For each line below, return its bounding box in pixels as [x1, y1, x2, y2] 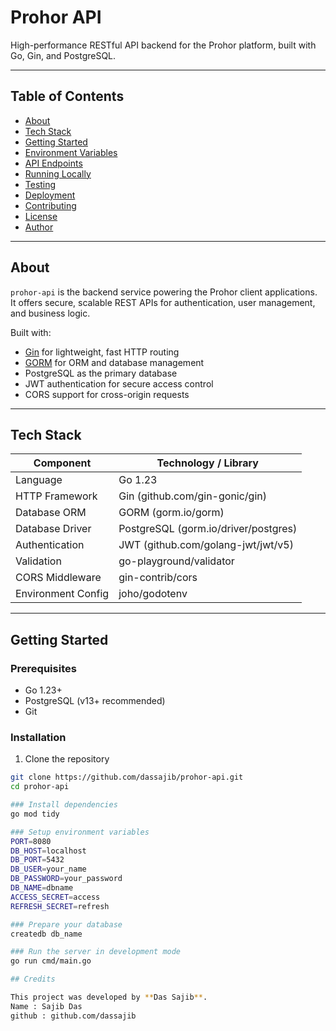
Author [24, 221, 54, 233]
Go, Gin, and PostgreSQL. [10, 49, 117, 61]
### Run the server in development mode [10, 947, 182, 957]
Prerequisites [10, 661, 77, 675]
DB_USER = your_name [10, 864, 87, 875]
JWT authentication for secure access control [24, 377, 214, 390]
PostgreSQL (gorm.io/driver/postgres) [118, 522, 298, 536]
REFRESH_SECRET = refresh [10, 901, 110, 911]
